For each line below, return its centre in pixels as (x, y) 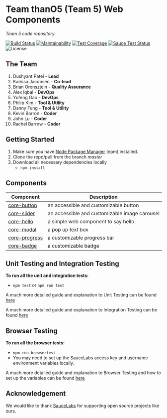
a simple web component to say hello (91, 222)
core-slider (22, 214)
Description (104, 197)
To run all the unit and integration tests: (47, 276)
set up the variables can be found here (45, 378)
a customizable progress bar (81, 238)
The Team (22, 64)
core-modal (22, 230)
